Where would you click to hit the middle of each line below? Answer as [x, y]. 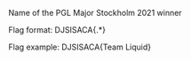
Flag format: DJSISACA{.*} [57, 30]
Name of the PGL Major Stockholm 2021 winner [95, 13]
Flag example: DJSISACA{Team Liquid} [80, 47]
